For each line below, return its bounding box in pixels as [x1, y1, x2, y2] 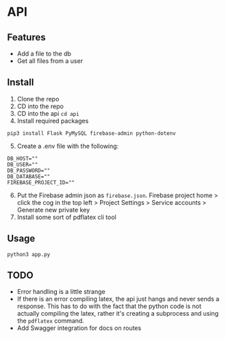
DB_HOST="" [7, 155, 38, 162]
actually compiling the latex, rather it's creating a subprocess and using [16, 310, 219, 318]
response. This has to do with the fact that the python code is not [16, 302, 202, 310]
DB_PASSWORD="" [7, 167, 51, 174]
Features [7, 32, 46, 43]
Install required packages [16, 116, 89, 125]
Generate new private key [16, 205, 90, 214]
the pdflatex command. [16, 316, 84, 325]
